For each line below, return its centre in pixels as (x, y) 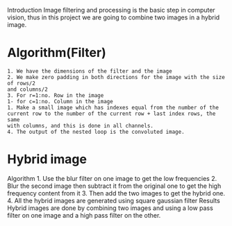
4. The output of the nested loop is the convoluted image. (96, 132)
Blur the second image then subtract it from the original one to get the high (114, 186)
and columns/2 (28, 89)
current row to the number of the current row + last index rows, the (111, 114)
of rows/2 (22, 83)
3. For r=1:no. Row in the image (56, 95)
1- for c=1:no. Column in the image (60, 101)
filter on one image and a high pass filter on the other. (84, 215)
